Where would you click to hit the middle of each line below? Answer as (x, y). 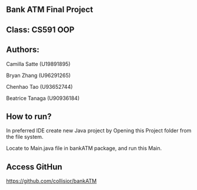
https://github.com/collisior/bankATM (52, 181)
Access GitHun (34, 167)
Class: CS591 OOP (40, 30)
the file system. (25, 137)
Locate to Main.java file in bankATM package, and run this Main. (84, 148)
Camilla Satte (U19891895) (38, 64)
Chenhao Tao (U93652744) (40, 86)
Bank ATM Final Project (50, 10)
